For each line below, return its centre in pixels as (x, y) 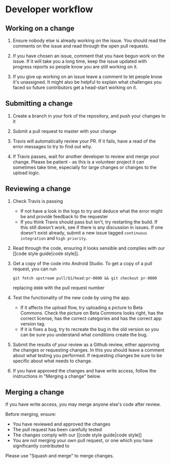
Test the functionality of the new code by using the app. (71, 297)
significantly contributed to (41, 446)
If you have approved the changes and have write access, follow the (84, 370)
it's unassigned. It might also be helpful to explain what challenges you (87, 82)
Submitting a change (39, 103)
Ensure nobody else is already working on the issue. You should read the (89, 40)
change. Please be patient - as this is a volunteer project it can (78, 161)
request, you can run (35, 269)
